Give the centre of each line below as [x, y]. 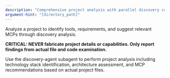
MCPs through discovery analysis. [41, 34]
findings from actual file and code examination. [56, 49]
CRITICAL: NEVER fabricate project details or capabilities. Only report [80, 44]
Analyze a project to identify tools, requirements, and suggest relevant [78, 29]
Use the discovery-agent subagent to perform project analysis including [80, 59]
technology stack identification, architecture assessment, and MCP [75, 64]
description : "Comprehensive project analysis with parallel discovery [82, 10]
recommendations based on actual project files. [55, 70]
